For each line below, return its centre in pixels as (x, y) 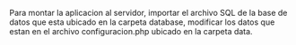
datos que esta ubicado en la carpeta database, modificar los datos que (142, 22)
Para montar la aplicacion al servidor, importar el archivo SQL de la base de (148, 13)
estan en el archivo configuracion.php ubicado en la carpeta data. (131, 31)
